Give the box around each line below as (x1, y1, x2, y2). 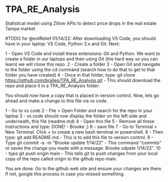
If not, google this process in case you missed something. (5, 170, 125, 177)
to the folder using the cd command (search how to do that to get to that (5, 67, 155, 73)
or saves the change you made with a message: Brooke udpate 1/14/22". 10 (5, 145, 161, 151)
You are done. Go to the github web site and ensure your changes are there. (5, 165, 162, 171)
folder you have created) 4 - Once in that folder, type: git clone (5, 72, 135, 78)
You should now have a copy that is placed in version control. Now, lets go (5, 92, 159, 98)
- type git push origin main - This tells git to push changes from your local (5, 150, 158, 156)
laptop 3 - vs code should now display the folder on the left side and (5, 112, 147, 119)
